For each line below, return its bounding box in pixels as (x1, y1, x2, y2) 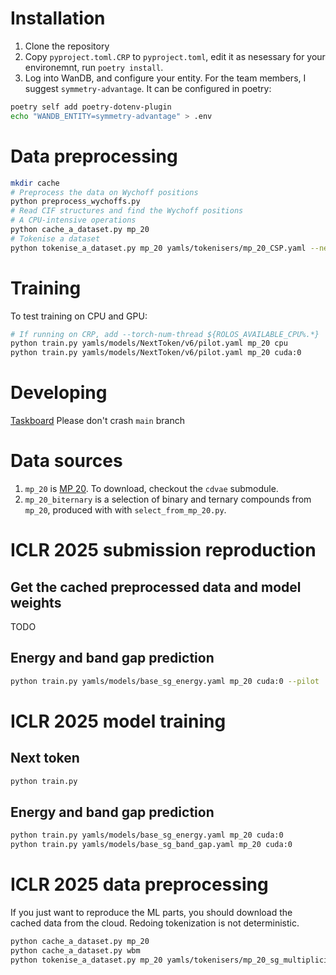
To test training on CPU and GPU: (10, 310, 148, 322)
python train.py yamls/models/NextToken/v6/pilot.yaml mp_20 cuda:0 (10, 348, 302, 358)
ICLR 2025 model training (10, 710, 227, 732)
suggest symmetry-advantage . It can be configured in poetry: (24, 82, 272, 94)
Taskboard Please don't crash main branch (10, 415, 185, 427)
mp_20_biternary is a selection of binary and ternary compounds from (24, 493, 312, 506)
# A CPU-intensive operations (10, 215, 137, 226)
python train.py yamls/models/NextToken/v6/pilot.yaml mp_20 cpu (10, 338, 288, 349)
